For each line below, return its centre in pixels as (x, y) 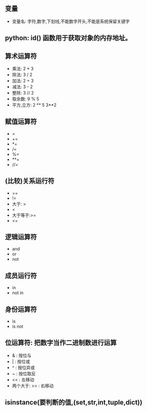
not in (18, 293)
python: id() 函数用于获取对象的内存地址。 (68, 38)
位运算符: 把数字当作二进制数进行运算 (61, 343)
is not (17, 327)
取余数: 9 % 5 (26, 99)
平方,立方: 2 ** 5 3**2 (34, 105)
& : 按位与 (22, 355)
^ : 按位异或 (23, 367)
